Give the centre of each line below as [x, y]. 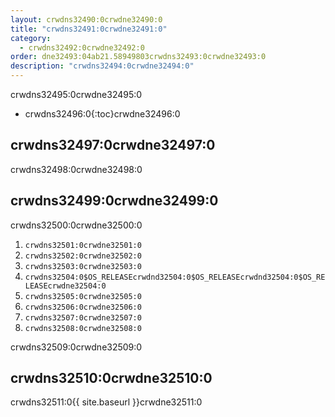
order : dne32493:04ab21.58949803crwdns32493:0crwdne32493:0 [138, 57]
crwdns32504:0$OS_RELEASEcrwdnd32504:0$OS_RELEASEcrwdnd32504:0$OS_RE [175, 277]
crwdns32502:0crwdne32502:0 [83, 256]
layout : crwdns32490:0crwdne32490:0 [86, 19]
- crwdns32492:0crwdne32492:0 [82, 47]
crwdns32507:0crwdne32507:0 [83, 317]
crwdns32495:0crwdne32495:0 [76, 94]
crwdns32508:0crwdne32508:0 [83, 328]
